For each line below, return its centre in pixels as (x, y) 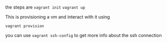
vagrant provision (25, 26)
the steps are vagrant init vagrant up (45, 7)
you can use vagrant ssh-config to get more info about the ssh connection (83, 35)
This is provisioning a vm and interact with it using (58, 17)
